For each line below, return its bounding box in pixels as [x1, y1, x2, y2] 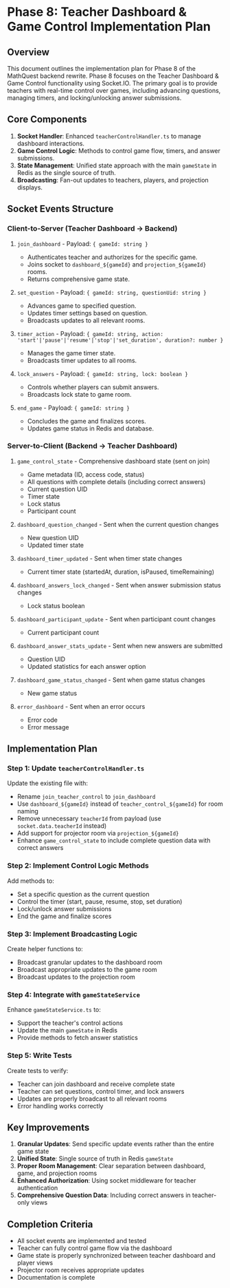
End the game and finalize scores [16, 912, 112, 920]
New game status [27, 689, 78, 697]
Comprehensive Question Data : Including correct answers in [16, 1191, 191, 1199]
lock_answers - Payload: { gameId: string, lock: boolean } [16, 369, 189, 377]
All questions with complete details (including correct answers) [27, 477, 206, 486]
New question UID [27, 533, 79, 541]
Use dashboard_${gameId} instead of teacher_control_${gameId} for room [16, 800, 223, 808]
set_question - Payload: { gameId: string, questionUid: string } [16, 288, 207, 296]
